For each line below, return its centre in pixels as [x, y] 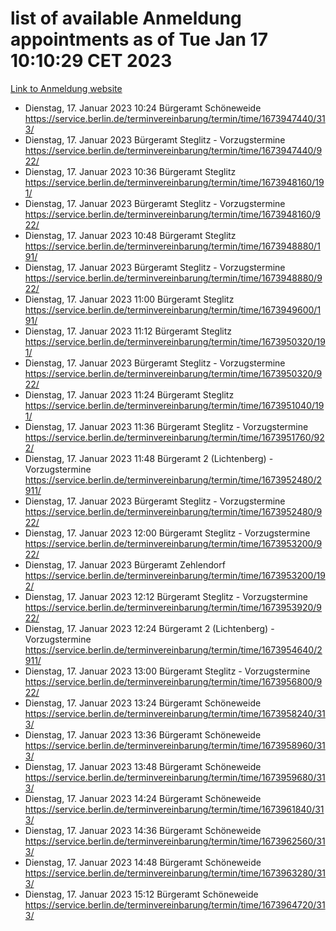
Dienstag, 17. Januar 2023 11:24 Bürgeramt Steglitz [129, 394]
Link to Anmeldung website [66, 88]
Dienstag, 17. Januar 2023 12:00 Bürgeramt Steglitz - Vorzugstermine [167, 533]
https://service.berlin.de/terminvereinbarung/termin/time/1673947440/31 [175, 118]
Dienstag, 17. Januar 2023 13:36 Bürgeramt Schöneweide [143, 734]
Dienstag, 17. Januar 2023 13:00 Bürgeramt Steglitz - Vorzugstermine [167, 671]
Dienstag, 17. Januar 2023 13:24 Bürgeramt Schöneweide [143, 703]
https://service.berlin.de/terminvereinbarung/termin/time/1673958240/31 [175, 713]
